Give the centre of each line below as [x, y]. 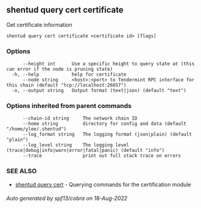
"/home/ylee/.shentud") [37, 129]
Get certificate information [39, 24]
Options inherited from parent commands [69, 106]
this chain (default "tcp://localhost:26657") [66, 85]
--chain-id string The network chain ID [80, 118]
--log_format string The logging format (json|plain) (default [107, 134]
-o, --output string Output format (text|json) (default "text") [99, 91]
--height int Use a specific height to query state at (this [108, 64]
